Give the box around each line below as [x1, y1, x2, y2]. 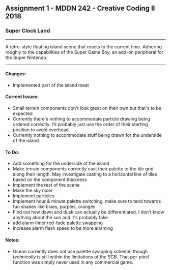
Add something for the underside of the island [12, 160, 109, 167]
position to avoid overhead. [12, 127, 70, 133]
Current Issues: [5, 94, 39, 100]
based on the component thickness [12, 176, 87, 183]
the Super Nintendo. [5, 54, 48, 61]
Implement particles [12, 193, 55, 199]
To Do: [5, 149, 19, 155]
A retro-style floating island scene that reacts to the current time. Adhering [5, 43, 162, 50]
